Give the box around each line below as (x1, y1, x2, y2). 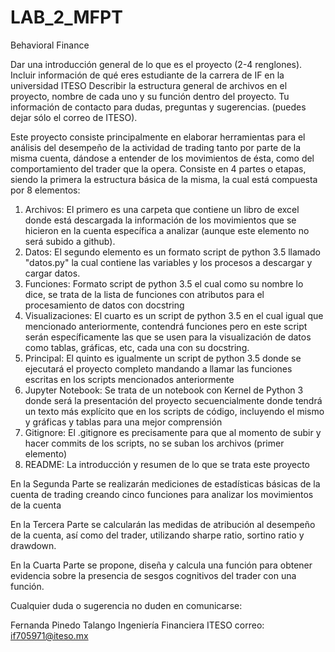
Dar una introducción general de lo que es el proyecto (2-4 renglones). (10, 58, 303, 70)
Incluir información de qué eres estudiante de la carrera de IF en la (10, 69, 285, 81)
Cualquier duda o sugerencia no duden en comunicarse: (10, 599, 243, 611)
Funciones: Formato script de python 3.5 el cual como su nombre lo (24, 277, 304, 290)
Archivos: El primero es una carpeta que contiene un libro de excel (24, 203, 300, 215)
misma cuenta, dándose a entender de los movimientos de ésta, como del (10, 152, 315, 164)
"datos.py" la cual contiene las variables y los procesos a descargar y (24, 256, 313, 268)
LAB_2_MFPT (10, 6, 123, 29)
